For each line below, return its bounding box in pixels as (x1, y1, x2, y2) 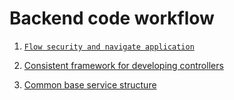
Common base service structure (23, 78, 157, 91)
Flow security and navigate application (23, 42, 195, 52)
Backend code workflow (9, 7, 215, 30)
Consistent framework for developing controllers (23, 59, 224, 71)
